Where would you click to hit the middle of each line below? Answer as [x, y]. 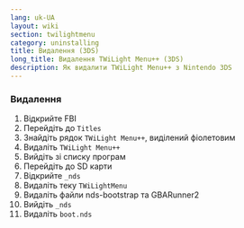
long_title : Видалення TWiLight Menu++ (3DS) [97, 59]
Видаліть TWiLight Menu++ [72, 147]
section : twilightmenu [53, 34]
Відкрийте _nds [52, 176]
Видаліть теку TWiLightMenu [75, 186]
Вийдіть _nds [47, 205]
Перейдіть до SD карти [68, 166]
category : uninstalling [55, 43]
